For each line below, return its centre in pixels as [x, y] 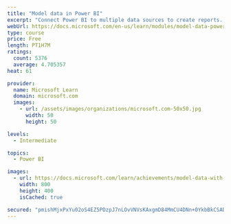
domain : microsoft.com [46, 96]
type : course [26, 33]
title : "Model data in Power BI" [55, 13]
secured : [20, 210]
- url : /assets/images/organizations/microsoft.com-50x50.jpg [110, 109]
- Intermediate [35, 141]
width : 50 [39, 115]
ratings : [20, 52]
